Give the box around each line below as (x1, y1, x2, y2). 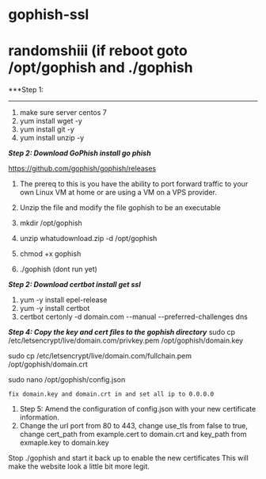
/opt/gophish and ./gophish (8, 59, 193, 77)
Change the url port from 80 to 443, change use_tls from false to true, (19, 421, 248, 431)
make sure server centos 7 (19, 108, 107, 117)
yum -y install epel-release (19, 295, 108, 305)
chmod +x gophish (19, 249, 82, 259)
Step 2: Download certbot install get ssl (8, 280, 141, 289)
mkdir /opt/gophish (19, 218, 83, 228)
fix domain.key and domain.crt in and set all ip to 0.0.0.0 (8, 390, 215, 398)
